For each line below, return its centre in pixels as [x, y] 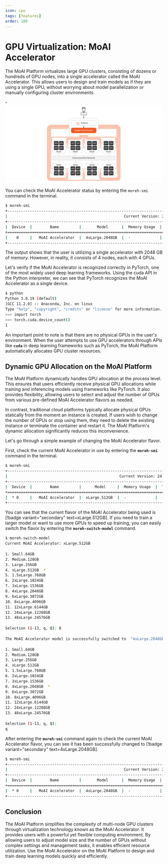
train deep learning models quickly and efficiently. [57, 856]
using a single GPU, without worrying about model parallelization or [74, 87]
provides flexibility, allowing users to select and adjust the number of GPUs [82, 395]
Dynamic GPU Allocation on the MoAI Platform [78, 366]
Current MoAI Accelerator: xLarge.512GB [48, 544]
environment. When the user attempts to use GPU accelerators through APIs [84, 340]
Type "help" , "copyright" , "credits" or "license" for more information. [84, 309]
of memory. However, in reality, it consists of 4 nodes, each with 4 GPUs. [80, 258]
